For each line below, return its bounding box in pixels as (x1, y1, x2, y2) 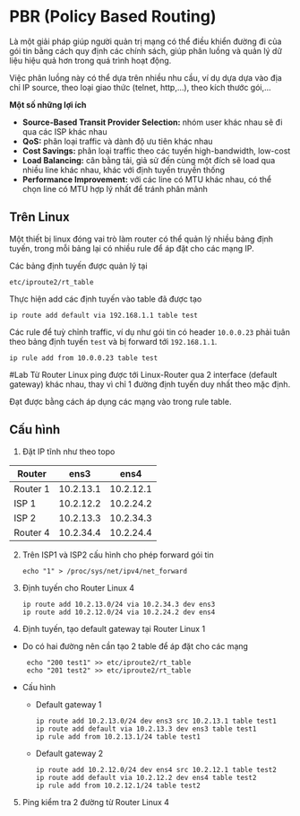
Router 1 (13, 482, 51, 495)
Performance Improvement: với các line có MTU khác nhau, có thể (21, 173, 272, 185)
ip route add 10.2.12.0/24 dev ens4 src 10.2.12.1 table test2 (35, 765, 278, 774)
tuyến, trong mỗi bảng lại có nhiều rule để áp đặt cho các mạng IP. (9, 242, 255, 253)
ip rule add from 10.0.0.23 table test (9, 353, 159, 363)
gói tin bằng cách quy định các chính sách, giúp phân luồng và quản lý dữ (9, 45, 282, 56)
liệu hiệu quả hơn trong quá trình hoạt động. (9, 55, 172, 66)
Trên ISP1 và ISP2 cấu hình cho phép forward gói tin (21, 549, 214, 560)
